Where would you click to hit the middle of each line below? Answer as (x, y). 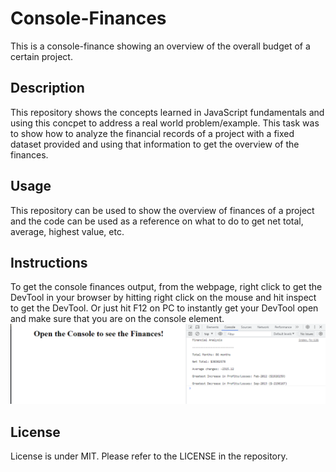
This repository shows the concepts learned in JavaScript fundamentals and (167, 112)
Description (47, 88)
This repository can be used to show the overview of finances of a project (162, 210)
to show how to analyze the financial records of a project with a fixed (152, 133)
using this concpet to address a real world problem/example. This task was (165, 123)
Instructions (49, 262)
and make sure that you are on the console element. (117, 319)
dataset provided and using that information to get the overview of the (155, 144)
